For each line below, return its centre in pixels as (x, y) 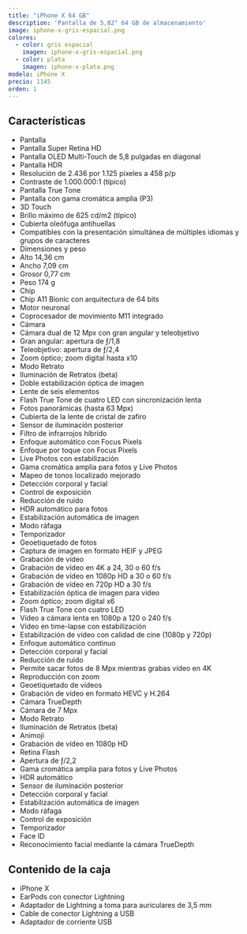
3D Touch (36, 207)
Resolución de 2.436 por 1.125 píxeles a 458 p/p (97, 174)
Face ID (32, 836)
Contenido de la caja (60, 869)
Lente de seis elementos (60, 392)
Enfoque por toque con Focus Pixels (79, 450)
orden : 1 (22, 89)
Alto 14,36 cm (42, 257)
